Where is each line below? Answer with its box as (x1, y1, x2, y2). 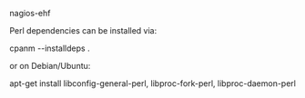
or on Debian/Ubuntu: (9, 61, 91, 71)
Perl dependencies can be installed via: (9, 25, 158, 35)
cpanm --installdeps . (9, 43, 90, 54)
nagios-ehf (9, 8, 51, 18)
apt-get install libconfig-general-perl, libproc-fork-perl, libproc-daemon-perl (9, 78, 296, 89)
